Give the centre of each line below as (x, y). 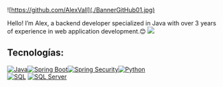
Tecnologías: (35, 53)
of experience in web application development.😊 (77, 31)
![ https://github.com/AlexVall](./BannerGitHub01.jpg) (81, 10)
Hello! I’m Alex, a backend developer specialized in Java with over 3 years (112, 23)
